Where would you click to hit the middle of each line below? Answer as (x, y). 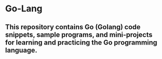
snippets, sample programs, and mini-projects (79, 34)
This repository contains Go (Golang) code (73, 27)
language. (21, 50)
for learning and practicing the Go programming (81, 42)
